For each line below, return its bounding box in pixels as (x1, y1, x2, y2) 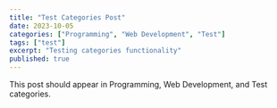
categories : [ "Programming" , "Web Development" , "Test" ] (9, 29, 226, 38)
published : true (9, 54, 70, 63)
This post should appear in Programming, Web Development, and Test (9, 79, 268, 89)
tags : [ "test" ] (9, 37, 66, 47)
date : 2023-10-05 (9, 21, 74, 30)
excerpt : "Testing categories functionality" (9, 46, 181, 55)
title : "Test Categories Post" (9, 12, 126, 22)
